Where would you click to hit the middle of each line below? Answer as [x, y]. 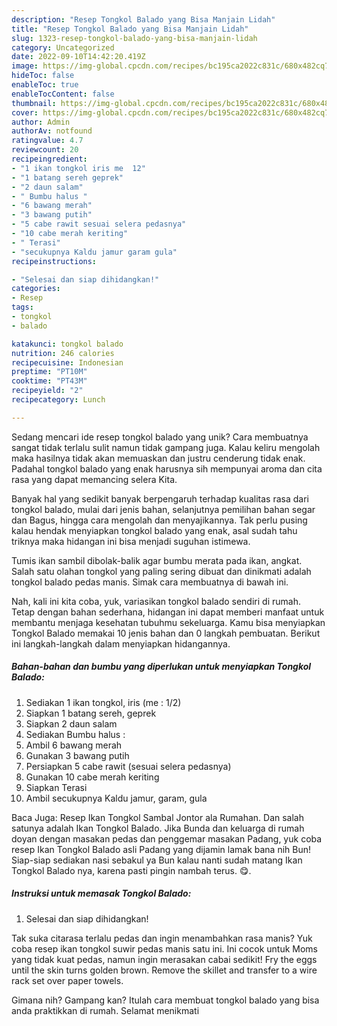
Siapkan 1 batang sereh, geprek [91, 713]
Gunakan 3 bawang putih [77, 755]
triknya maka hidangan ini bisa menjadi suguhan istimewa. [131, 541]
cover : [25, 112]
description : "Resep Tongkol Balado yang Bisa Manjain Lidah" [143, 19]
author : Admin [41, 122]
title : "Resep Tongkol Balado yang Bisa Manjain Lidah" [130, 29]
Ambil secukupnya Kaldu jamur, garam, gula [116, 798]
